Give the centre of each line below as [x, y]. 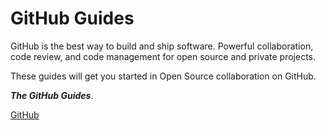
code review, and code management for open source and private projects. [163, 56]
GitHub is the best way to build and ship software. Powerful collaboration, [162, 46]
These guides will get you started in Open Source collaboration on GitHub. [163, 76]
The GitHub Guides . [52, 95]
